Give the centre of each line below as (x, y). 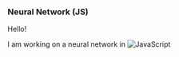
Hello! (17, 29)
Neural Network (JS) (48, 12)
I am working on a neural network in (66, 44)
